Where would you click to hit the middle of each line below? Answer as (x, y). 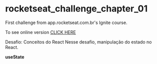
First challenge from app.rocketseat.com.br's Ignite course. (66, 22)
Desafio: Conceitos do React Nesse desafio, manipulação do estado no (78, 42)
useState (15, 57)
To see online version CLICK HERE (40, 32)
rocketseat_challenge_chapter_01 (76, 9)
